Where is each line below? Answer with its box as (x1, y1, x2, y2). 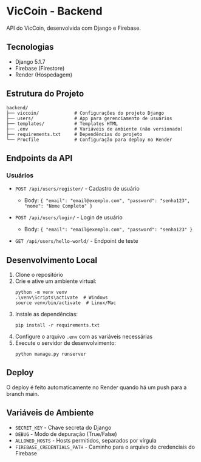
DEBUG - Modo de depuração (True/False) (15, 430, 117, 438)
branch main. (6, 390, 39, 397)
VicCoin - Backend (6, 4, 103, 18)
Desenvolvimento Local (6, 255, 98, 265)
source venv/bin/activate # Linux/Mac (15, 300, 117, 306)
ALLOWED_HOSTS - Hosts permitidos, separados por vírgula (15, 437, 157, 444)
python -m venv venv (15, 290, 67, 296)
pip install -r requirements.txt (15, 322, 100, 328)
